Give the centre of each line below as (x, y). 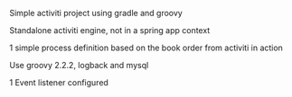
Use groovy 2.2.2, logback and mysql (79, 65)
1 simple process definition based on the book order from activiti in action (146, 48)
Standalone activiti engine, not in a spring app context (110, 30)
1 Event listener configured (59, 83)
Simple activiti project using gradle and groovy (96, 13)
